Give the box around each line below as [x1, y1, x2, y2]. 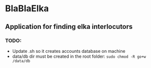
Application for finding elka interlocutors [5, 23, 133, 31]
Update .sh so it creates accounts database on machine [12, 48, 125, 54]
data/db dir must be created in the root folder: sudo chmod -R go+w [12, 53, 146, 59]
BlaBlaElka [5, 3, 49, 14]
